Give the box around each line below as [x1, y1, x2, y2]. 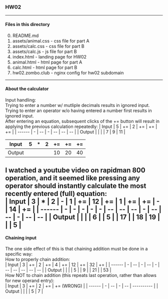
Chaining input [5, 234, 36, 240]
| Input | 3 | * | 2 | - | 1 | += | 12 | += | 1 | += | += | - [5, 197, 160, 206]
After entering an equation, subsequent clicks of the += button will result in [5, 118, 160, 124]
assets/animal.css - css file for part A [12, 37, 90, 43]
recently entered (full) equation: [5, 189, 107, 198]
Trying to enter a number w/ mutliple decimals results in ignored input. [5, 102, 150, 108]
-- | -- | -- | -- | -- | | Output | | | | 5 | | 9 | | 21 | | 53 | [5, 267, 111, 273]
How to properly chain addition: [5, 256, 70, 262]
